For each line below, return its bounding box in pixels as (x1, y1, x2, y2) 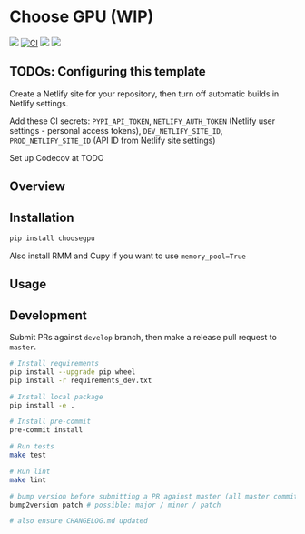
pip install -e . (9, 400, 75, 410)
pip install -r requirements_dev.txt (9, 376, 152, 385)
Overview (9, 179, 66, 195)
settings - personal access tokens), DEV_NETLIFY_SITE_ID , (9, 125, 223, 136)
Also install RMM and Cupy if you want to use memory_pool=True (9, 250, 247, 261)
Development (9, 307, 88, 323)
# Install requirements (9, 359, 100, 368)
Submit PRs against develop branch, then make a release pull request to (9, 332, 277, 343)
